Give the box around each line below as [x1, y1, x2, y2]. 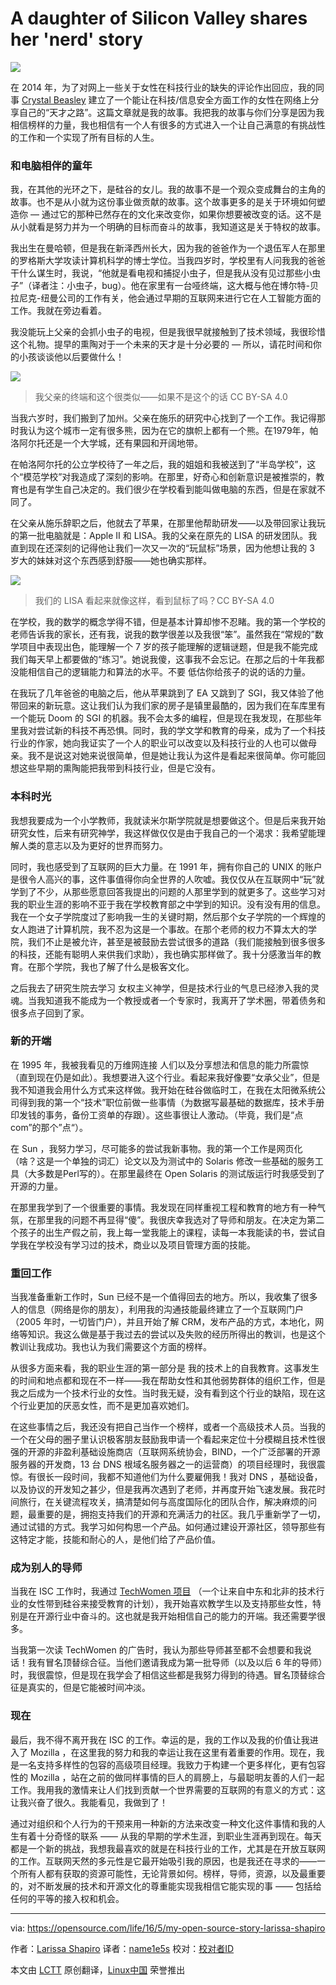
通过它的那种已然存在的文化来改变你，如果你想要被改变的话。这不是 [41, 208, 322, 221]
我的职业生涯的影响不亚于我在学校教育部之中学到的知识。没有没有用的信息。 [10, 898, 326, 910]
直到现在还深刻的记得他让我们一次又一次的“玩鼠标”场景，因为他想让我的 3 [10, 542, 315, 554]
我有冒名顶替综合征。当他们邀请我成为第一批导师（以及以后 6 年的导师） [27, 1657, 323, 1669]
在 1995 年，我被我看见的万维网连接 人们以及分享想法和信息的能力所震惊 [10, 1058, 310, 1071]
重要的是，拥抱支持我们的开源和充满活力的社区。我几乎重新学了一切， [36, 1508, 326, 1521]
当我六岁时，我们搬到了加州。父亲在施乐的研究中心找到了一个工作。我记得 [10, 412, 317, 424]
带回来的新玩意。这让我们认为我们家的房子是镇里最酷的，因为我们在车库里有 [10, 700, 326, 712]
